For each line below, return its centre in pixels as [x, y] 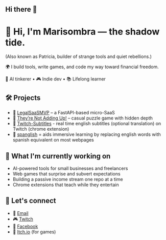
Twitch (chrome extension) [41, 129]
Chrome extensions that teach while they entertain [66, 185]
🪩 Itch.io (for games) [34, 232]
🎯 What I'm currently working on [58, 156]
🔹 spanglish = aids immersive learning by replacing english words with [87, 134]
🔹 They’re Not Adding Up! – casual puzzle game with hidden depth [83, 118]
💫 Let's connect [31, 201]
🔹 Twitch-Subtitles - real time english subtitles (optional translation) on [87, 124]
